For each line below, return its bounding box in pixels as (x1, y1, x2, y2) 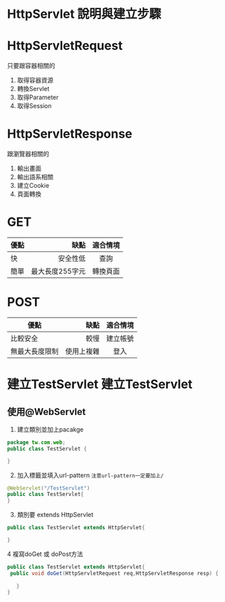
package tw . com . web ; (7, 439, 66, 446)
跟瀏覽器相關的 (7, 150, 49, 158)
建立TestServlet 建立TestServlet (7, 377, 193, 392)
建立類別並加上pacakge (16, 425, 84, 434)
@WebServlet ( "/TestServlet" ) (7, 484, 90, 492)
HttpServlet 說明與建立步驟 (7, 6, 162, 22)
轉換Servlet (16, 85, 50, 93)
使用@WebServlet (7, 405, 86, 418)
